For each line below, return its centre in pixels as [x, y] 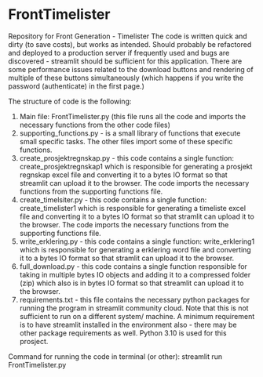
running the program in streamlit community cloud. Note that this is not [134, 308]
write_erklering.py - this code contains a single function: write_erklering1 [137, 241]
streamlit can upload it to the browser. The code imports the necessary [134, 183]
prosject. [34, 341]
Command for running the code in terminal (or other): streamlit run [115, 356]
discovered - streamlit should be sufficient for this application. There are [125, 61]
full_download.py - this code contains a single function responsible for [133, 266]
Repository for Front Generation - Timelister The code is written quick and [128, 36]
